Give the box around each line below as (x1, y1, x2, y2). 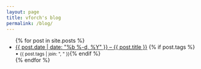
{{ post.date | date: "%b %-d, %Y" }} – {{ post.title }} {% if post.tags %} (15, 43, 196, 51)
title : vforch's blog (6, 15, 62, 21)
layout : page (6, 9, 40, 15)
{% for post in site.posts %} (15, 37, 85, 45)
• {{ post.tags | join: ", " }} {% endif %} (15, 50, 101, 57)
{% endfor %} (15, 56, 51, 64)
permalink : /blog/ (6, 20, 53, 26)
